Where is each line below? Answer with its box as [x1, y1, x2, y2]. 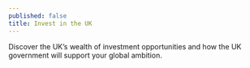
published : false [8, 11, 67, 20]
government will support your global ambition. [8, 50, 162, 60]
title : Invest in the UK [8, 19, 93, 28]
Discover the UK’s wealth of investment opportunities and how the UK [8, 41, 242, 51]
